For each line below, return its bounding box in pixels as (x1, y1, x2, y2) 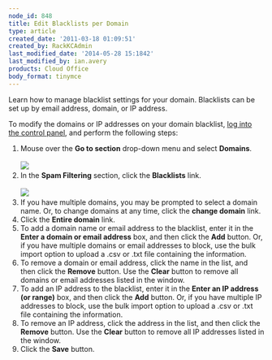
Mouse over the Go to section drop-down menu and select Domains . (19, 143, 253, 153)
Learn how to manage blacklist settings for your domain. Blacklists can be (8, 94, 256, 104)
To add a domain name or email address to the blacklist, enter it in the (19, 223, 254, 232)
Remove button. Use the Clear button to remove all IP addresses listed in (19, 327, 265, 336)
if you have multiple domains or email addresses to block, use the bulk (19, 241, 256, 250)
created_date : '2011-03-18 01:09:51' (8, 34, 136, 43)
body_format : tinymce (8, 72, 82, 80)
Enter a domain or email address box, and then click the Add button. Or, (19, 232, 263, 241)
